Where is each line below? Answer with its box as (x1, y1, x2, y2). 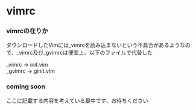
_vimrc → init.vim (6, 61, 48, 69)
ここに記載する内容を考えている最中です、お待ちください (6, 97, 149, 104)
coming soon (6, 82, 45, 91)
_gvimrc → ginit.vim (6, 67, 55, 75)
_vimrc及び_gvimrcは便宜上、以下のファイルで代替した (16, 49, 153, 57)
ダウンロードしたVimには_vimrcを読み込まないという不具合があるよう (6, 41, 180, 49)
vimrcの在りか (6, 27, 48, 35)
